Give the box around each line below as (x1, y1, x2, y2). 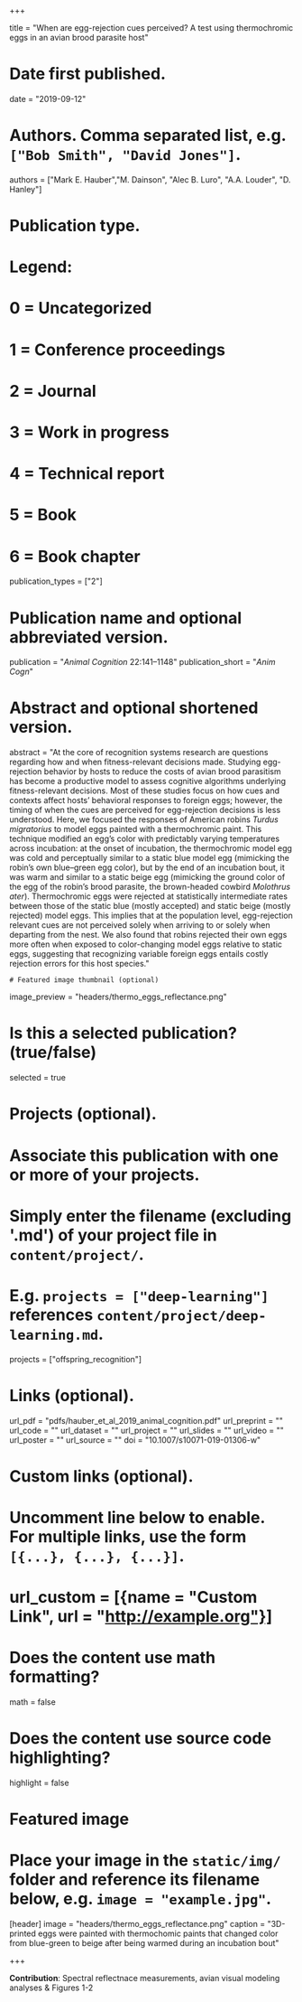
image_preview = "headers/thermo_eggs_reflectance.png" (9, 991, 227, 1003)
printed (9, 1928, 36, 1939)
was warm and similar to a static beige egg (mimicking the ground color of (9, 872, 286, 883)
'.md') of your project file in (9, 1225, 218, 1245)
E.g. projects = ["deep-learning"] (9, 1285, 270, 1305)
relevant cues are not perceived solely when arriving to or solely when (9, 920, 270, 931)
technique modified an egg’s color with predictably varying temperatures (9, 833, 280, 845)
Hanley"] (9, 183, 42, 194)
